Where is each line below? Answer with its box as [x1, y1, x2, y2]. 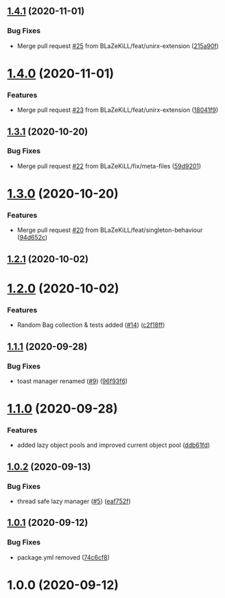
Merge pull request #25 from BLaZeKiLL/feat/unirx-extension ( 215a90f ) [16, 41, 220, 50]
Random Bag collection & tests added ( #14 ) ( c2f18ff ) [16, 321, 165, 329]
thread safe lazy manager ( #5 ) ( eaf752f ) [16, 497, 132, 505]
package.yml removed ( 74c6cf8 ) [16, 553, 110, 562]
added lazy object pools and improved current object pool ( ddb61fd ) [16, 441, 211, 449]
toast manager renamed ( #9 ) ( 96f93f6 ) [16, 377, 128, 385]
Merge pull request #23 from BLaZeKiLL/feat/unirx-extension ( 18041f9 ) [16, 106, 219, 114]
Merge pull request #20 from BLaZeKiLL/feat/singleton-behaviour [16, 226, 203, 234]
